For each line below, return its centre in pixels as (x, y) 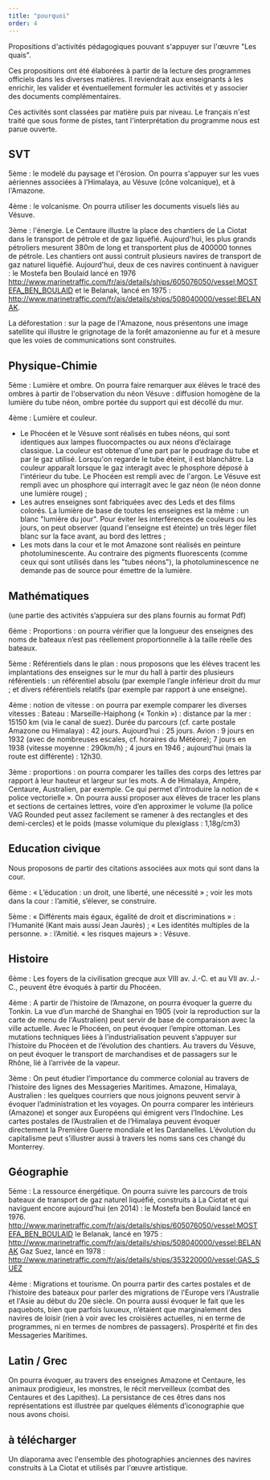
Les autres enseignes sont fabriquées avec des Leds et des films (127, 502)
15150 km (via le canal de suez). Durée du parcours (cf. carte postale (122, 721)
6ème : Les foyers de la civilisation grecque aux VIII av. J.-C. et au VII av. (129, 978)
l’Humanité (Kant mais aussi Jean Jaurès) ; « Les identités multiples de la (129, 925)
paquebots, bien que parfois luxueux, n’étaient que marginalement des (125, 1310)
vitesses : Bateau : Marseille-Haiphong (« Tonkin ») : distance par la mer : (130, 713)
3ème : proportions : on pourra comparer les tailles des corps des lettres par (135, 771)
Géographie (39, 1172)
